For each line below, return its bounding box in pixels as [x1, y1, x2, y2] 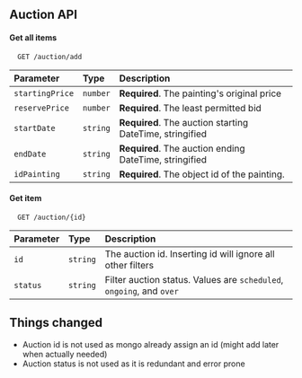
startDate [13, 123, 56, 133]
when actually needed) [22, 348, 108, 359]
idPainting [13, 169, 60, 179]
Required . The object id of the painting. [119, 168, 285, 180]
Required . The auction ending [119, 142, 245, 154]
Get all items [9, 31, 58, 43]
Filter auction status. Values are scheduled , [104, 273, 284, 286]
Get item [9, 193, 42, 204]
